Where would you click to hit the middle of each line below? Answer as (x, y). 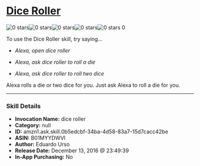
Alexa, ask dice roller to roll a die (55, 62)
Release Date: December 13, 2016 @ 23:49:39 (72, 151)
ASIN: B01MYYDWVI (40, 138)
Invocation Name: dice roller (50, 119)
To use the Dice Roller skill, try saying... (54, 39)
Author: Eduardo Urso (42, 145)
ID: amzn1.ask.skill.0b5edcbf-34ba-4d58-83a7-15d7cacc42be (91, 131)
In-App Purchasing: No (44, 157)
